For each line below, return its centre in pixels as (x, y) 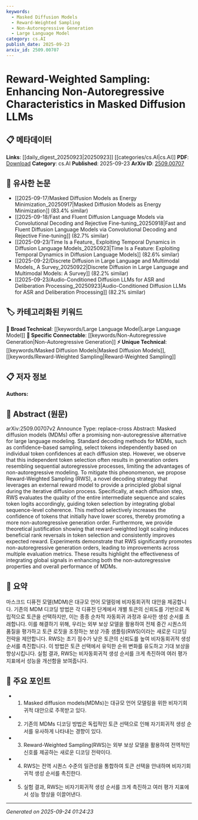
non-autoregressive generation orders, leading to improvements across (93, 547)
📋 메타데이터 (29, 140)
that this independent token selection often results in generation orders (92, 460)
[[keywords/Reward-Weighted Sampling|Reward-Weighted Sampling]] (91, 357)
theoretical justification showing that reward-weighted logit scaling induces (98, 529)
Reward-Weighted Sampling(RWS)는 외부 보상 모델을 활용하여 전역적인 (107, 744)
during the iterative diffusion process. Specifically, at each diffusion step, (95, 491)
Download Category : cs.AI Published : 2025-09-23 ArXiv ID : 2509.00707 (95, 163)
